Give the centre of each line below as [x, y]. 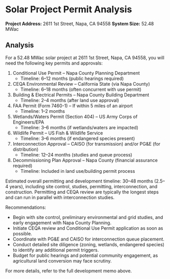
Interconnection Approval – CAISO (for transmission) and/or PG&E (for [87, 144]
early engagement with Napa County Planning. [62, 223]
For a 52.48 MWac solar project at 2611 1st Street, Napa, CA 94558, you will [85, 57]
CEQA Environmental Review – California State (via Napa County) [81, 84]
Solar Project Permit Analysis [69, 9]
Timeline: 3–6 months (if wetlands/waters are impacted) [79, 127]
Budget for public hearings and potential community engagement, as [85, 255]
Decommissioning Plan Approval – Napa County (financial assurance [85, 160]
